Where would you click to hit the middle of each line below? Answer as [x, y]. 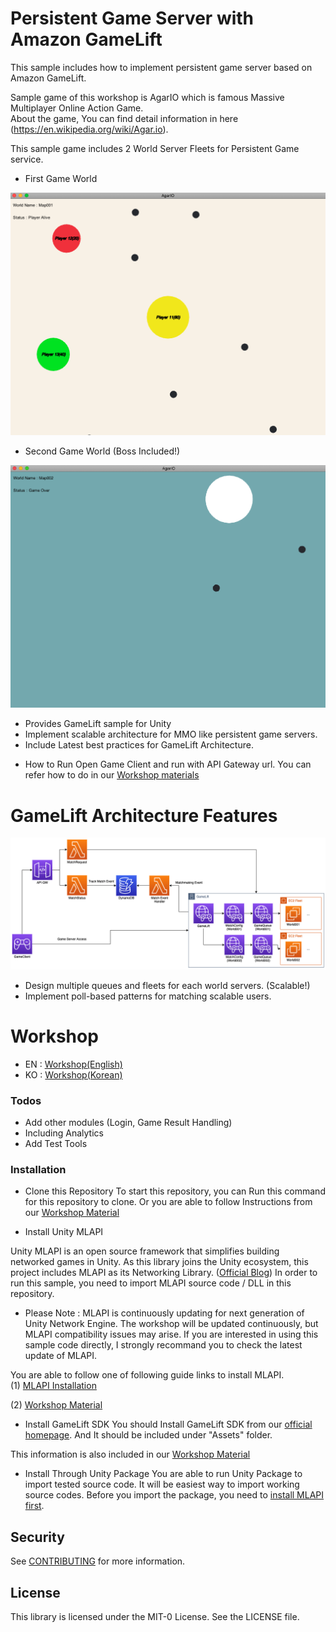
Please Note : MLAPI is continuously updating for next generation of [164, 1313]
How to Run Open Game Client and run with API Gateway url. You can [168, 764]
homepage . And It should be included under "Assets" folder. [148, 1435]
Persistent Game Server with [132, 18]
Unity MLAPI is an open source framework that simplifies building [145, 1251]
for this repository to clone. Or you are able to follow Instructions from [168, 1202]
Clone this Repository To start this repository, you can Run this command [175, 1191]
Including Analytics [64, 1133]
